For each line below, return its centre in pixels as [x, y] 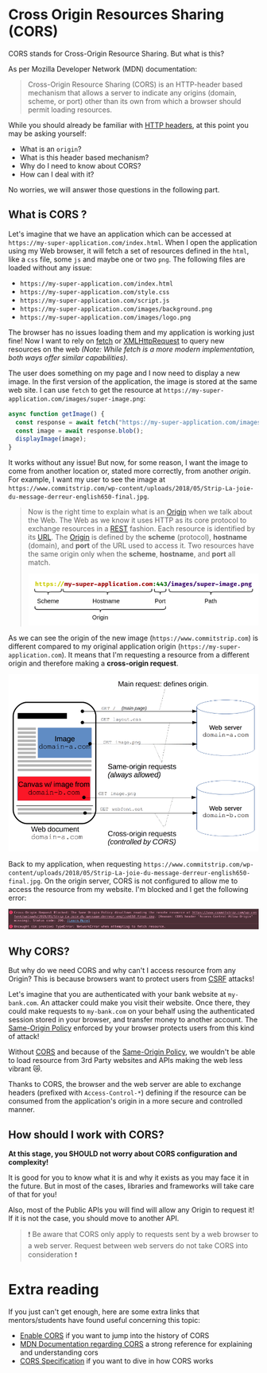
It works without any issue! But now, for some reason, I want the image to [128, 463]
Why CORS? [39, 951]
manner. [22, 1110]
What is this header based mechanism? [84, 157]
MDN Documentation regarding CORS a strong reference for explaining [136, 1344]
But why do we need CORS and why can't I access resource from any [122, 971]
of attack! [24, 1037]
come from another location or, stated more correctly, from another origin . [130, 471]
